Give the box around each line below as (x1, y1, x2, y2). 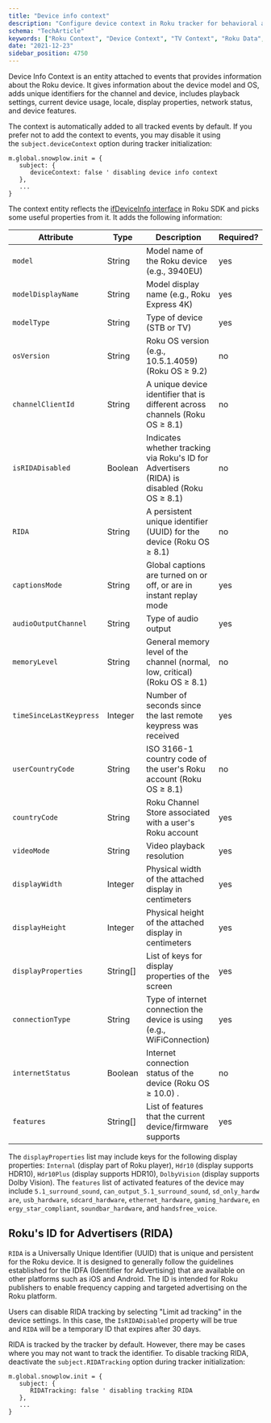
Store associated (146, 807, 211, 818)
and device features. (8, 106, 77, 116)
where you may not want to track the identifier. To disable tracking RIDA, (8, 1348, 249, 1358)
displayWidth (12, 880, 63, 889)
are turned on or (146, 570, 208, 580)
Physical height (146, 907, 204, 918)
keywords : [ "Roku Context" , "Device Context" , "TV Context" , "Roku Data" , (8, 34, 265, 43)
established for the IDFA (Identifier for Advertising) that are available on (8, 1265, 245, 1275)
